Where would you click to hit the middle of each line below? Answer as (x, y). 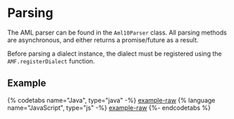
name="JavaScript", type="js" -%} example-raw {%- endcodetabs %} (109, 108)
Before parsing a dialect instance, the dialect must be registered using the (115, 54)
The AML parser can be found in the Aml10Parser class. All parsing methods (117, 32)
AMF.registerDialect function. (51, 61)
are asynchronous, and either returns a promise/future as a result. (103, 39)
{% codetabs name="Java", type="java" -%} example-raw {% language (111, 100)
